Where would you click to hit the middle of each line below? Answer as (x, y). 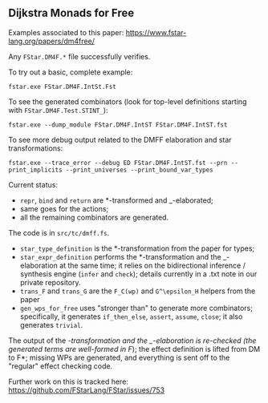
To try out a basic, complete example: (71, 72)
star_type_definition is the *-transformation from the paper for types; (137, 248)
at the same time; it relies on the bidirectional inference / (152, 265)
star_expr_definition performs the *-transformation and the (121, 256)
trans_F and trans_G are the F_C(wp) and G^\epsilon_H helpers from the (138, 291)
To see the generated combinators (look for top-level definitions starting (128, 101)
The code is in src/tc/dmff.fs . (59, 232)
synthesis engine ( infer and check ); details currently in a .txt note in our (138, 274)
